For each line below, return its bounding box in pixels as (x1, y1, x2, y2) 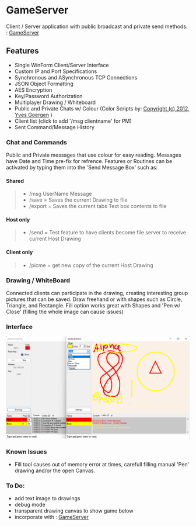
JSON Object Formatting (14, 80, 74, 87)
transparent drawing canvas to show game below (14, 507, 134, 514)
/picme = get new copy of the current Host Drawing (29, 261, 153, 269)
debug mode (14, 501, 45, 508)
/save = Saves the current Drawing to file (29, 196, 128, 203)
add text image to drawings (14, 495, 80, 502)
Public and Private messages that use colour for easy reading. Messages (6, 151, 182, 158)
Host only (6, 216, 30, 223)
